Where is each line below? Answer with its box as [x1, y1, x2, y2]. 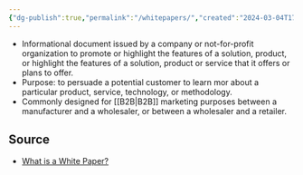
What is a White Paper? [21, 156, 109, 167]
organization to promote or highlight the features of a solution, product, [21, 47, 287, 59]
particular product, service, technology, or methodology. [21, 86, 232, 97]
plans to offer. [21, 67, 74, 78]
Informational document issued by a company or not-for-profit [21, 38, 254, 49]
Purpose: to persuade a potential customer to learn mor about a [21, 76, 260, 87]
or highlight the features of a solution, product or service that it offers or [21, 57, 290, 68]
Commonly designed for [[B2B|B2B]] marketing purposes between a [21, 96, 278, 107]
